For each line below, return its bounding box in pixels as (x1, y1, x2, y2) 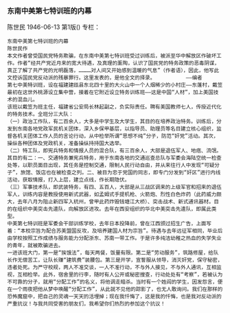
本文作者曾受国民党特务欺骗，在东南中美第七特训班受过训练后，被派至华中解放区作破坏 (7, 53, 217, 60)
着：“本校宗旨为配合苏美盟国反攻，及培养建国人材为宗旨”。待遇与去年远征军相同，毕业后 (7, 228, 223, 235)
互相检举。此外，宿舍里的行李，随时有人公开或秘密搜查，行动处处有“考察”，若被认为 (16, 271, 223, 279)
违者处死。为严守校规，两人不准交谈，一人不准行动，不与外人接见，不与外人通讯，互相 (7, 264, 217, 271)
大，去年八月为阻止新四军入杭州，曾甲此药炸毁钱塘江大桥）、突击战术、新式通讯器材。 (7, 198, 214, 205)
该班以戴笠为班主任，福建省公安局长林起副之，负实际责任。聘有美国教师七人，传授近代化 (7, 104, 222, 111)
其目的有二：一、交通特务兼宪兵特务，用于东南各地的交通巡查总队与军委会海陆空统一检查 (7, 154, 222, 162)
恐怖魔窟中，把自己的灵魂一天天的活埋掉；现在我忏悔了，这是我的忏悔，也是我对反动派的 (7, 293, 222, 300)
